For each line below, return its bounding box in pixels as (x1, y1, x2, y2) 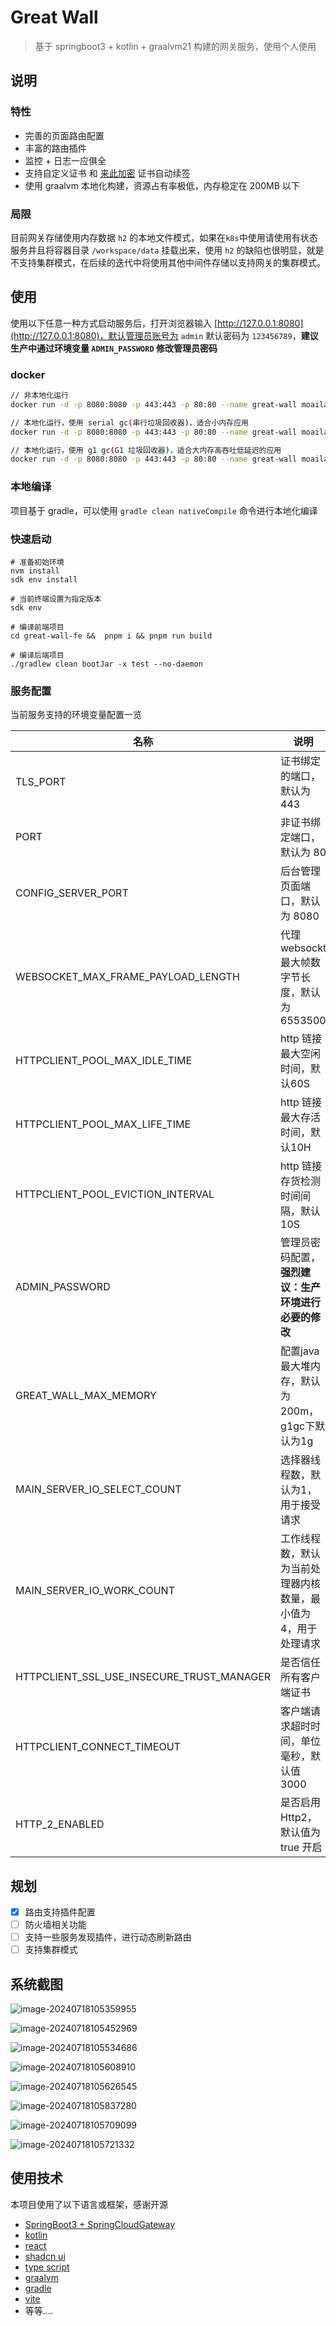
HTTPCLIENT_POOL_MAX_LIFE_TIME (15, 1117, 192, 1131)
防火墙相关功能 (24, 1919, 87, 1931)
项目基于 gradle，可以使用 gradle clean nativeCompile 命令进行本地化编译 (10, 504, 318, 516)
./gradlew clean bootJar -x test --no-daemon (10, 659, 203, 669)
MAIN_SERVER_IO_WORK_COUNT (15, 1584, 175, 1598)
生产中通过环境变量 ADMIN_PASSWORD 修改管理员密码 (10, 342, 218, 354)
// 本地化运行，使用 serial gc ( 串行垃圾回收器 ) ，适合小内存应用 (10, 417, 249, 428)
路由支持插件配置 (24, 1906, 96, 1918)
